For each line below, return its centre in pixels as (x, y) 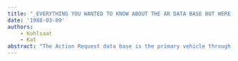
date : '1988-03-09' (36, 20)
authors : (20, 27)
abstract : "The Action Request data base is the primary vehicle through (119, 46)
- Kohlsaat (36, 33)
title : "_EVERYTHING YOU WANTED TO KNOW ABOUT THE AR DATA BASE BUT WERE (119, 14)
